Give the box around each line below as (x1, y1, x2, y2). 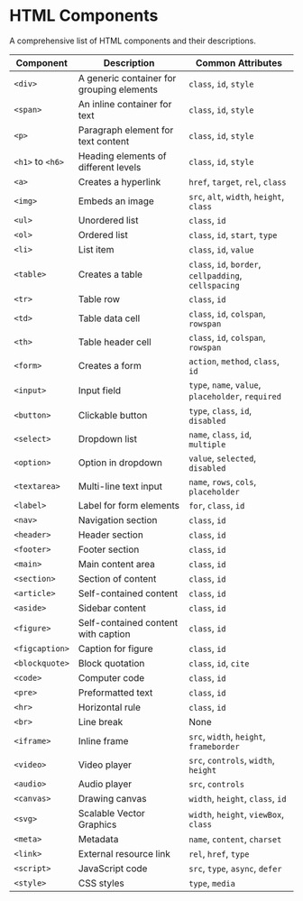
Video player (78, 758, 133, 771)
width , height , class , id (188, 792, 287, 804)
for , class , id (188, 499, 245, 511)
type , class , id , (188, 404, 252, 417)
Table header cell (78, 336, 151, 348)
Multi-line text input (78, 480, 162, 492)
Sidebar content (78, 602, 147, 614)
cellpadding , (188, 269, 243, 281)
